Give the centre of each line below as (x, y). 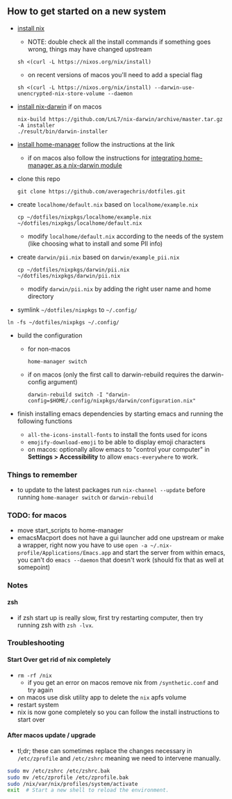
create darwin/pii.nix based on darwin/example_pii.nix (98, 257)
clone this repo (39, 179)
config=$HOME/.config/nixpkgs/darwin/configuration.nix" (112, 401)
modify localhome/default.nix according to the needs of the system (125, 236)
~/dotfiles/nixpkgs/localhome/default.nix (80, 223)
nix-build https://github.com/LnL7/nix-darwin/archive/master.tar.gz (120, 119)
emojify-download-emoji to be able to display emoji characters (117, 442)
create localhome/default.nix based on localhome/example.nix (108, 204)
